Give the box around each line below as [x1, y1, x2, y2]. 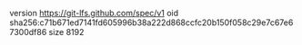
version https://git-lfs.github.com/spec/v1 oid [9, 8, 179, 18]
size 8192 [48, 27, 85, 37]
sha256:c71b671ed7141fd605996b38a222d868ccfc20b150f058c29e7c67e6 [9, 17, 294, 28]
